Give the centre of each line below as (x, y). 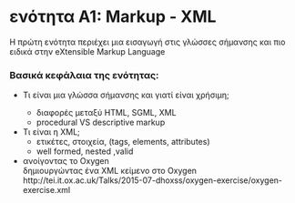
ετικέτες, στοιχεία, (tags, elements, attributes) (123, 142)
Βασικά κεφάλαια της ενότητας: (84, 75)
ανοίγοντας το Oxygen (66, 161)
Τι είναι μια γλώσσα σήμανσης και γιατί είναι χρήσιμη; (126, 95)
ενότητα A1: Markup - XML (113, 17)
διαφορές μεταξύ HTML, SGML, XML (106, 113)
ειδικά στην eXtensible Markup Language (87, 51)
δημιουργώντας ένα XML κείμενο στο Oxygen (110, 171)
